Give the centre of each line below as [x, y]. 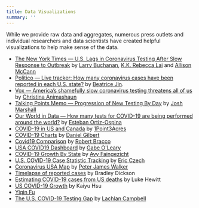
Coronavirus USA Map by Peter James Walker [71, 166]
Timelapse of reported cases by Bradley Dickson [75, 173]
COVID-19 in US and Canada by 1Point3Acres [71, 129]
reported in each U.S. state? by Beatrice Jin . [69, 84]
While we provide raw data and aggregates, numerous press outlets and [95, 34]
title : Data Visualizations [41, 12]
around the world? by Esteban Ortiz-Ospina [68, 122]
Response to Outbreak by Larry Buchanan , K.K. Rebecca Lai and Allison [103, 65]
